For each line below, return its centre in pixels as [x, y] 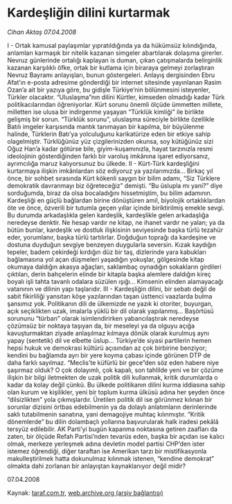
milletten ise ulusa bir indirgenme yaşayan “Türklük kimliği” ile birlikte [106, 112]
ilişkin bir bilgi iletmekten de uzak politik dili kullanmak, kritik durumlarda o [113, 377]
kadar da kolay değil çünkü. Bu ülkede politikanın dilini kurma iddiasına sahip [116, 385]
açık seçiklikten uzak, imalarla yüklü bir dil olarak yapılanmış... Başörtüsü [111, 311]
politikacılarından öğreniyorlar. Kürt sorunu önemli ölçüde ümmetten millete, [115, 104]
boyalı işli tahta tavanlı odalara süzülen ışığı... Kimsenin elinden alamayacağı [115, 281]
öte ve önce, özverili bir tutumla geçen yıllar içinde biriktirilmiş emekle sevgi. [116, 208]
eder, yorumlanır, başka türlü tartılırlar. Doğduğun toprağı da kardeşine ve [111, 237]
